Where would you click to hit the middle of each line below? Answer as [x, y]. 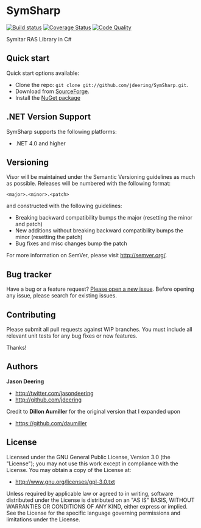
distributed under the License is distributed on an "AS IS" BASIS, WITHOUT [100, 500]
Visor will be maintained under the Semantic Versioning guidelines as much [101, 177]
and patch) [29, 224]
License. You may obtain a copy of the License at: [69, 470]
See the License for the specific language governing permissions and [93, 513]
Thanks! [16, 348]
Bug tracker [29, 274]
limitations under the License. [43, 519]
